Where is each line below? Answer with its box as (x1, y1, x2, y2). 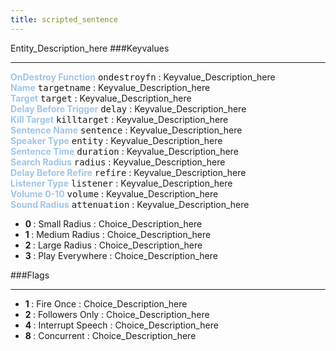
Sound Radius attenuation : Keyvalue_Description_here (10, 198, 250, 210)
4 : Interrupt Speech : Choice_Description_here (24, 319, 219, 331)
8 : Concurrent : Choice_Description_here (24, 329, 197, 341)
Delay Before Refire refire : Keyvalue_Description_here (10, 166, 247, 178)
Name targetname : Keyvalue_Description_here (10, 81, 211, 93)
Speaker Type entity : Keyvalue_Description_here (10, 134, 223, 146)
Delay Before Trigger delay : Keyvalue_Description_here (10, 102, 247, 115)
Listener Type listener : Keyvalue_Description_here (10, 177, 233, 189)
